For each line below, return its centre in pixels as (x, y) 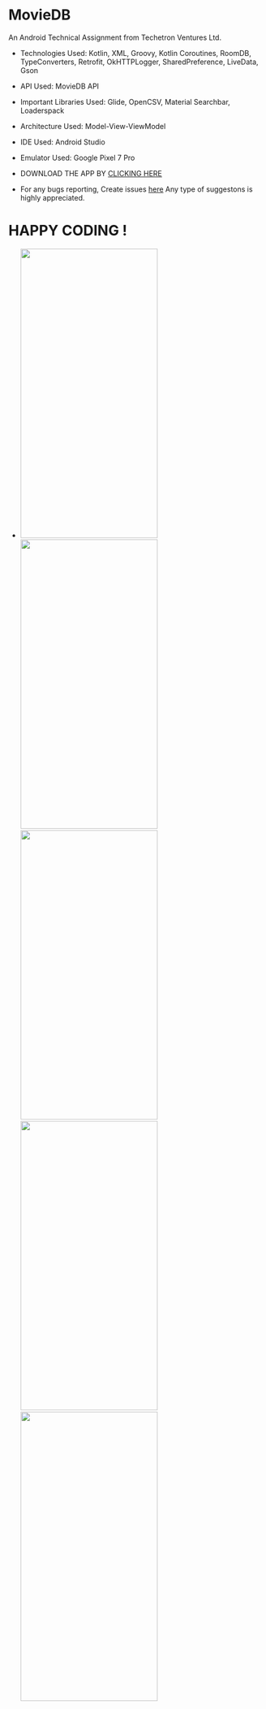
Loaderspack (42, 110)
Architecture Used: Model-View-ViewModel (93, 126)
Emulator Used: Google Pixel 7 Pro (77, 158)
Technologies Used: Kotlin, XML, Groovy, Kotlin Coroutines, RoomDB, (135, 53)
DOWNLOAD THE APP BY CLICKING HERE (91, 173)
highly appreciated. (52, 197)
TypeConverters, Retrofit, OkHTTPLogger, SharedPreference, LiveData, (139, 62)
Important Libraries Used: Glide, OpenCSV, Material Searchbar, (125, 101)
